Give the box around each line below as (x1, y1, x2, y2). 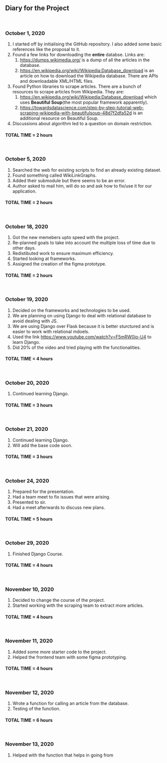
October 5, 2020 (5, 156, 46, 163)
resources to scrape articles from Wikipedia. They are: (12, 89, 125, 95)
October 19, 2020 (5, 296, 48, 303)
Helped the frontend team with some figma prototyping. (12, 654, 127, 660)
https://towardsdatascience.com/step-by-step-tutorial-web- (19, 105, 144, 111)
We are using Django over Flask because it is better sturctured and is (12, 323, 155, 329)
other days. (12, 245, 36, 251)
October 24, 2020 (5, 477, 49, 484)
